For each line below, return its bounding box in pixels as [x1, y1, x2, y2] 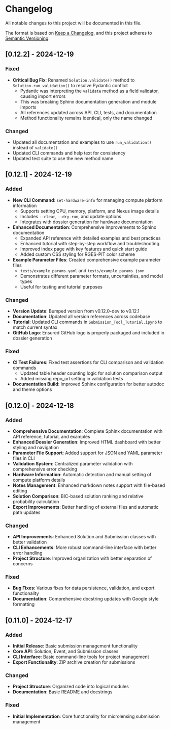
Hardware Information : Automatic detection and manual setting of [12, 471, 152, 477]
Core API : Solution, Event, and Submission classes [12, 648, 119, 655]
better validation [12, 539, 47, 545]
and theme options [12, 386, 52, 393]
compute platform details [12, 477, 65, 483]
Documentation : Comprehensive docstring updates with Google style [12, 596, 159, 602]
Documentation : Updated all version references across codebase [12, 313, 151, 319]
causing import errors [20, 93, 66, 99]
